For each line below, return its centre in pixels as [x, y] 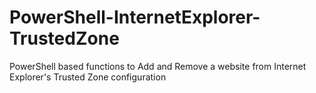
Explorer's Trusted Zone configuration [88, 77]
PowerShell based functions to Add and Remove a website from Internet [158, 66]
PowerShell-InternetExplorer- [135, 17]
